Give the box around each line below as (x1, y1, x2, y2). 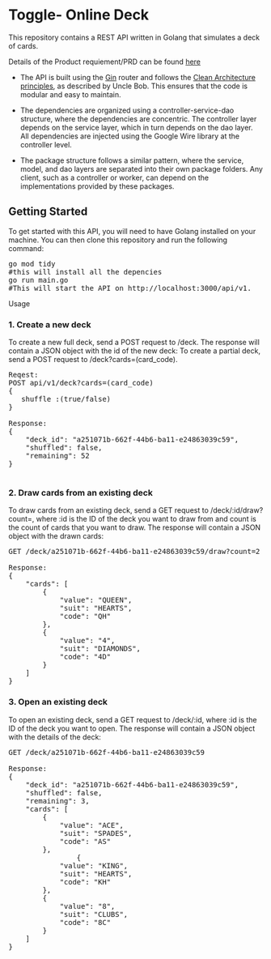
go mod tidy (8, 259, 56, 268)
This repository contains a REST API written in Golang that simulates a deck (8, 32, 260, 42)
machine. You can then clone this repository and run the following (8, 235, 228, 245)
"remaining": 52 (25, 451, 91, 461)
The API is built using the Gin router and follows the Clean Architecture (19, 72, 256, 82)
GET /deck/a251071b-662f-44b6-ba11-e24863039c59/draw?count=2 (8, 547, 260, 556)
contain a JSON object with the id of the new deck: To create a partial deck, (8, 346, 261, 356)
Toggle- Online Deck (8, 6, 150, 24)
